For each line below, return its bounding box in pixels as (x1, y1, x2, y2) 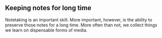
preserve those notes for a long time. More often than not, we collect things (5, 22, 158, 28)
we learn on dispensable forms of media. (5, 27, 88, 33)
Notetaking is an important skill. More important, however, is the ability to (5, 17, 153, 22)
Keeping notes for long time (5, 4, 92, 12)
